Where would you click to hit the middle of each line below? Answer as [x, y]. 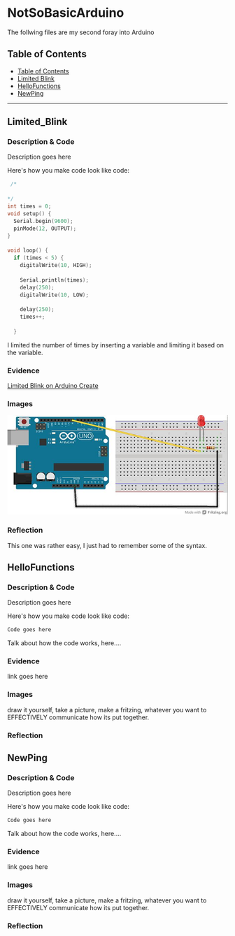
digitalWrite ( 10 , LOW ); [55, 295]
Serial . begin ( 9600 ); [43, 221]
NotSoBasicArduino [66, 13]
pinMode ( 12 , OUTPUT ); [45, 229]
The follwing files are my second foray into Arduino [81, 32]
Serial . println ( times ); [55, 280]
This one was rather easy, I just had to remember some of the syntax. [107, 545]
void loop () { [28, 251]
